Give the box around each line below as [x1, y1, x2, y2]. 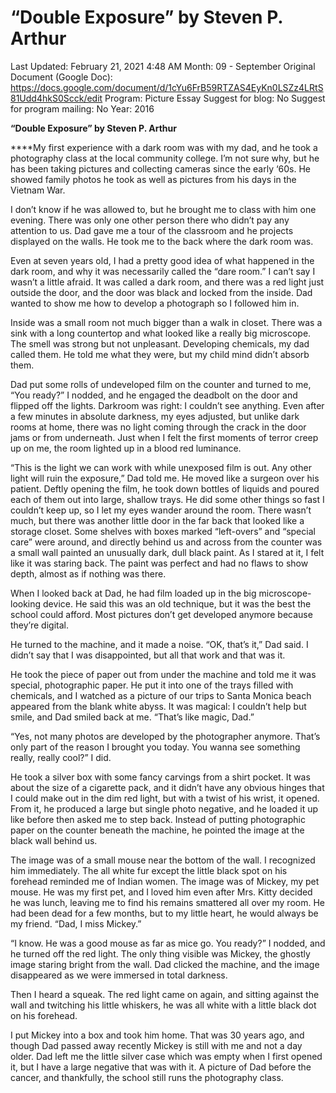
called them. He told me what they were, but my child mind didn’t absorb [10, 348, 310, 360]
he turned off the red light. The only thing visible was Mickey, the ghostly [10, 947, 311, 960]
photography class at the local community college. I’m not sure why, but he [10, 152, 320, 164]
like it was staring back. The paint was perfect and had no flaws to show [10, 557, 309, 569]
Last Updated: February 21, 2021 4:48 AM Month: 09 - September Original [10, 60, 316, 72]
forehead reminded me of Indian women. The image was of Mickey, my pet [10, 875, 320, 887]
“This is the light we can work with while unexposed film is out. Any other [10, 461, 312, 473]
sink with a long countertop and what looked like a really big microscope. [10, 327, 312, 339]
